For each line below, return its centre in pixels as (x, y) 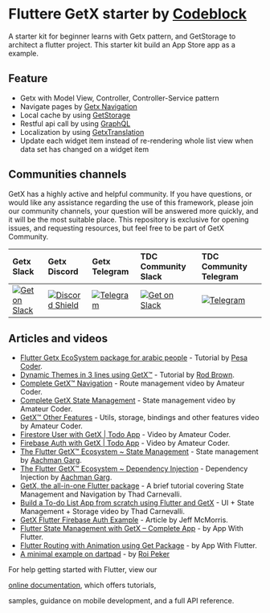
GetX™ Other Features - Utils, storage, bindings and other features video (139, 418)
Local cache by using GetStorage (75, 115)
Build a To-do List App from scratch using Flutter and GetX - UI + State (137, 503)
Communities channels (67, 175)
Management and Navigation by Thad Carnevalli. (101, 494)
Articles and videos (58, 338)
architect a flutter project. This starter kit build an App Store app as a (122, 44)
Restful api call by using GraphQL (75, 123)
